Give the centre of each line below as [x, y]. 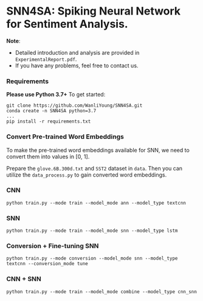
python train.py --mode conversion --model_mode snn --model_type [92, 259]
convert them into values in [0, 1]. [48, 157]
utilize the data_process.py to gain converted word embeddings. [87, 175]
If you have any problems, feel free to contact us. [77, 66]
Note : [13, 41]
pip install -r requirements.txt [49, 122]
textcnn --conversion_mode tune [47, 264]
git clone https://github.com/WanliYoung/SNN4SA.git [74, 106]
